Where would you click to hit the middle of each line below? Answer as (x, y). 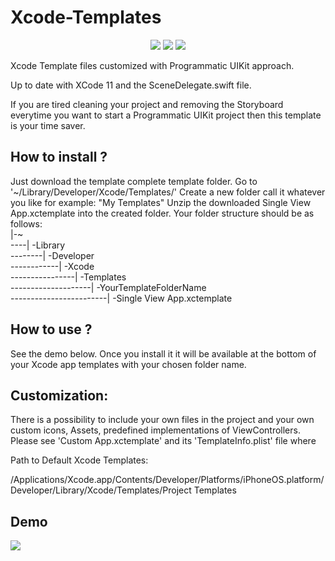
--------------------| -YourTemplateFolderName (108, 287)
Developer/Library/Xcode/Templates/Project (101, 490)
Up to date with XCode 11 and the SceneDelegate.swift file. (131, 85)
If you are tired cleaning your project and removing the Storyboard (147, 104)
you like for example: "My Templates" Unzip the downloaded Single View (161, 202)
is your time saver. (48, 125)
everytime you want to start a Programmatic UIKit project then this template (166, 115)
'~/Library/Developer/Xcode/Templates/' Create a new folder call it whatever (168, 192)
